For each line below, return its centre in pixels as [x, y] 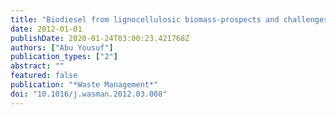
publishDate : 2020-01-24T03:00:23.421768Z [100, 38]
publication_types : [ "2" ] [64, 57]
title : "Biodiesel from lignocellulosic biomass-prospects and [145, 19]
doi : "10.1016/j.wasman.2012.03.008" [89, 94]
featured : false [44, 76]
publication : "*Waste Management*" [84, 85]
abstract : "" [37, 66]
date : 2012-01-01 [46, 29]
